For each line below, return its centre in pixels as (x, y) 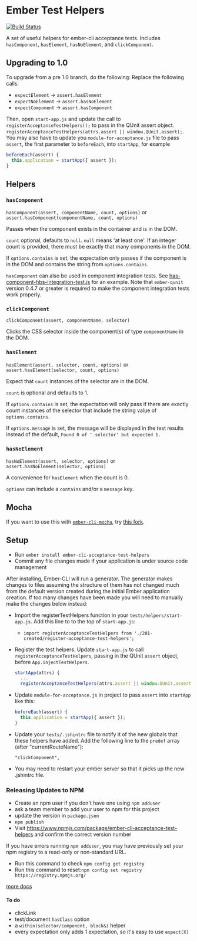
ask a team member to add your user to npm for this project (87, 809)
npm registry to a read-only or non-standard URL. (66, 852)
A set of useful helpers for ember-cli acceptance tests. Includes (83, 38)
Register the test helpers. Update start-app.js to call (79, 649)
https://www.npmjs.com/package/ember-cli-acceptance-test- (102, 828)
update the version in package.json (57, 816)
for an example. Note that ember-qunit (137, 282)
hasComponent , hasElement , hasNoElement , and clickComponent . (80, 44)
